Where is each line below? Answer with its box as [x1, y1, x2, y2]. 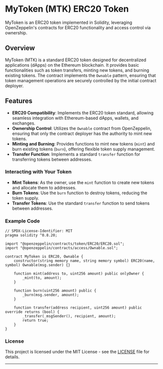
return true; [22, 318, 49, 323]
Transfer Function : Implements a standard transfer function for [12, 151, 141, 157]
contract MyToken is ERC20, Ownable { [5, 254, 83, 259]
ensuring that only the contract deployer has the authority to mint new [12, 130, 152, 136]
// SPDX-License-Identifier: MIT [5, 229, 73, 234]
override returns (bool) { [5, 310, 60, 314]
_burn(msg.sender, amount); [22, 293, 79, 297]
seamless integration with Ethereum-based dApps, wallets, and [12, 115, 139, 121]
